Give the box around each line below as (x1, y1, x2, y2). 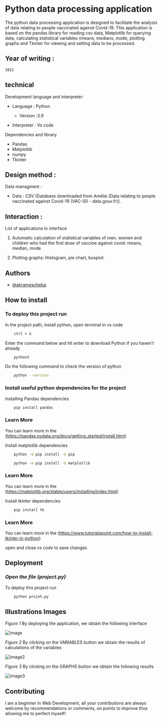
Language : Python (12, 103, 50, 109)
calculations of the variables (5, 645, 62, 651)
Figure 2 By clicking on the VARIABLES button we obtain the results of (5, 639, 145, 645)
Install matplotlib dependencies (5, 442, 68, 448)
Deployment (5, 559, 43, 567)
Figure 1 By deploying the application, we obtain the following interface (5, 620, 147, 626)
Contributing (5, 687, 45, 696)
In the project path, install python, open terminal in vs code (5, 321, 123, 328)
